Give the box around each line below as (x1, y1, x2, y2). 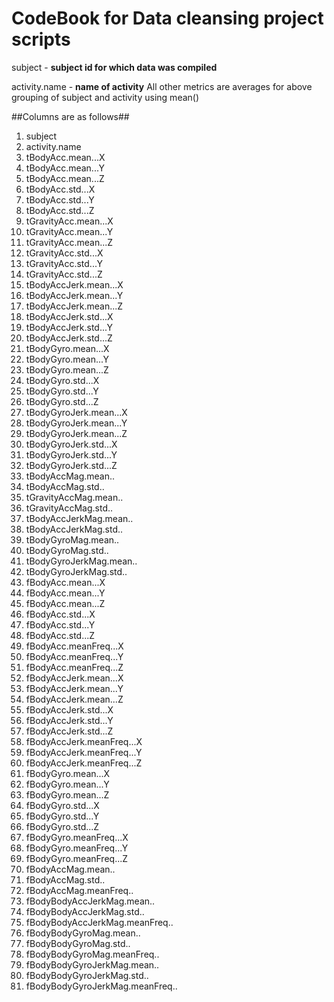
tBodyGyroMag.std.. (25, 544, 109, 556)
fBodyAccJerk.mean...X (25, 672, 124, 684)
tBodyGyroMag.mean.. (25, 533, 120, 546)
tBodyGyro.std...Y (25, 385, 99, 397)
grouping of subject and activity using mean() (11, 91, 200, 103)
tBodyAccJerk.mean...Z (25, 300, 124, 312)
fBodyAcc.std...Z (25, 629, 96, 641)
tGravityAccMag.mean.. (25, 491, 124, 503)
